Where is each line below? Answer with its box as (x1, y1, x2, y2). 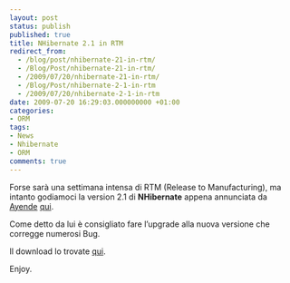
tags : (9, 123, 30, 132)
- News (9, 132, 34, 141)
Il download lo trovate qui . (9, 246, 106, 257)
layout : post (9, 13, 59, 23)
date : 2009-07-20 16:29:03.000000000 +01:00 (9, 97, 180, 107)
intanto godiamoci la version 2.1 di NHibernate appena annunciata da (9, 191, 267, 202)
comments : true (9, 156, 67, 166)
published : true (9, 30, 71, 39)
